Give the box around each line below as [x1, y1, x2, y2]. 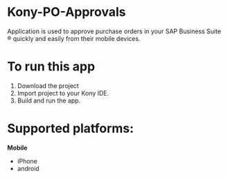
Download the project [17, 81, 80, 90]
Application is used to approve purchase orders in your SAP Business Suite [7, 27, 222, 35]
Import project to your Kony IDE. [17, 89, 109, 97]
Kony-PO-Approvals [7, 4, 126, 20]
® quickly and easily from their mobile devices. [7, 34, 141, 42]
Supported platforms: [7, 121, 134, 136]
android [17, 164, 40, 172]
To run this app [7, 59, 96, 75]
